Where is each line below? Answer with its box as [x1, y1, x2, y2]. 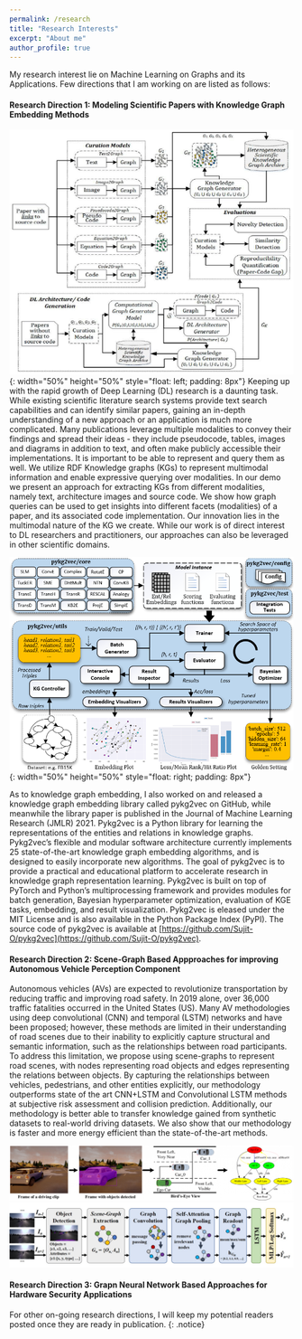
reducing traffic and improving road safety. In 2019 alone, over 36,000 [9, 993, 270, 1004]
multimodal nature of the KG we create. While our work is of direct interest [9, 520, 286, 531]
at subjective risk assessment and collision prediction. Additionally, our [9, 1099, 273, 1109]
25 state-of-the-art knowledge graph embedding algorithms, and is [9, 846, 260, 858]
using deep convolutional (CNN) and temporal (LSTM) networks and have [9, 1013, 282, 1023]
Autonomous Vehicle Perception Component [9, 963, 181, 974]
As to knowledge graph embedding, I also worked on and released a [9, 789, 263, 800]
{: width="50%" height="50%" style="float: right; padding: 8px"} [9, 771, 252, 782]
